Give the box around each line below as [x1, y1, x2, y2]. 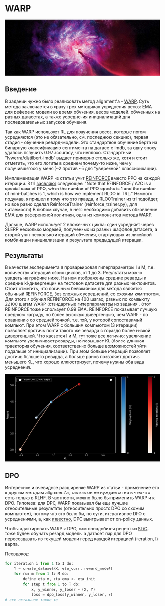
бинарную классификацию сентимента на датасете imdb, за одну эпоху [5, 144, 157, 151]
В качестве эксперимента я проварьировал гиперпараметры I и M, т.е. [5, 265, 155, 270]
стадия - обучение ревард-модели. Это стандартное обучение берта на [5, 139, 158, 145]
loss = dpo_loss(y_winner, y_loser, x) [31, 592, 113, 597]
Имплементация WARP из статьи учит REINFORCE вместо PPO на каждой [5, 175, 160, 181]
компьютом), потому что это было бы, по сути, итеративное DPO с [5, 511, 146, 517]
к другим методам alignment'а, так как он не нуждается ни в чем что [5, 490, 151, 496]
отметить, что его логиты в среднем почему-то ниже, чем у [5, 160, 132, 166]
